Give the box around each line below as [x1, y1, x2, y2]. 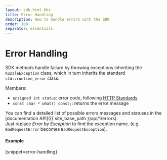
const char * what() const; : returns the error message [12, 100, 129, 106]
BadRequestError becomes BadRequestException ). [5, 126, 107, 132]
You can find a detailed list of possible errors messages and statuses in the [5, 110, 162, 116]
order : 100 [5, 21, 28, 27]
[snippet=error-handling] [5, 149, 57, 155]
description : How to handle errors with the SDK [5, 17, 110, 22]
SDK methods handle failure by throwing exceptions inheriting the [5, 65, 142, 71]
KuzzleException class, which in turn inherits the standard [5, 70, 126, 76]
